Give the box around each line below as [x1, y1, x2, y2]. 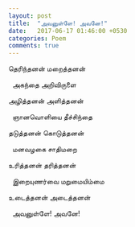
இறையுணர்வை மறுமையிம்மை [11, 176, 104, 186]
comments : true [8, 42, 59, 50]
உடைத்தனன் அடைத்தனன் [8, 192, 91, 202]
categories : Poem [8, 34, 67, 43]
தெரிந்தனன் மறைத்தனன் [8, 64, 86, 73]
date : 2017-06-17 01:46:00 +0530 [8, 27, 128, 35]
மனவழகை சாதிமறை [11, 144, 78, 154]
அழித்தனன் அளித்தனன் [8, 96, 84, 105]
